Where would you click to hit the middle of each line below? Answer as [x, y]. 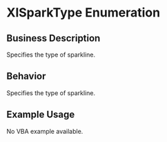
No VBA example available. [45, 131]
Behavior [26, 76]
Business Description [53, 38]
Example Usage [41, 115]
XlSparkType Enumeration [83, 13]
